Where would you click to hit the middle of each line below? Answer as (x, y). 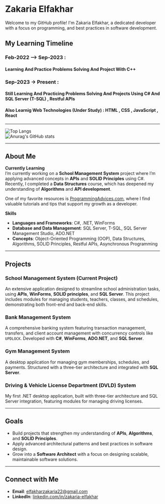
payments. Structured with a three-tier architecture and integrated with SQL (82, 367)
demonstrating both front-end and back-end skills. (56, 304)
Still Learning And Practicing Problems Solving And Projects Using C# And (82, 94)
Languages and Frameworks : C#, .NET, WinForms (64, 223)
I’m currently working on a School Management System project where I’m (80, 173)
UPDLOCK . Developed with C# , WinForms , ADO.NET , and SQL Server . (74, 338)
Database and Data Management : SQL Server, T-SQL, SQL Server (80, 228)
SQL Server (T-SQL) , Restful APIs (40, 99)
